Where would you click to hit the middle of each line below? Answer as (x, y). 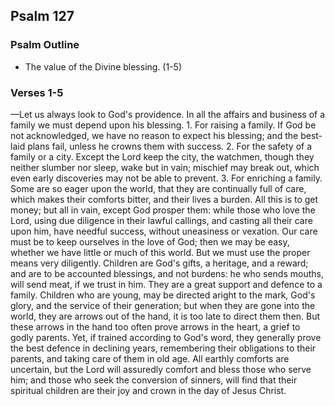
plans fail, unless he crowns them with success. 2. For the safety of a (170, 146)
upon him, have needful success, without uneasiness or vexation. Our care (164, 231)
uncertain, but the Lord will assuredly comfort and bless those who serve (161, 369)
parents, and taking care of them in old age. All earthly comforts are (150, 358)
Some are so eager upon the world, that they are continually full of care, (158, 188)
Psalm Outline (45, 45)
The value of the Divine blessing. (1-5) (103, 66)
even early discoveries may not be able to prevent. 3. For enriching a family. (166, 178)
